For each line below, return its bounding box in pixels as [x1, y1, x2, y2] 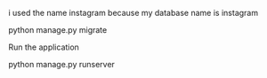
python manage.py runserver [8, 59, 115, 69]
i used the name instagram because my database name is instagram [8, 8, 259, 18]
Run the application [8, 42, 79, 52]
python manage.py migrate [8, 25, 108, 35]
